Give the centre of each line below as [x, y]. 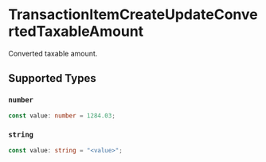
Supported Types [53, 78]
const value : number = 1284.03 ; [62, 116]
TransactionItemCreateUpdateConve [133, 15]
